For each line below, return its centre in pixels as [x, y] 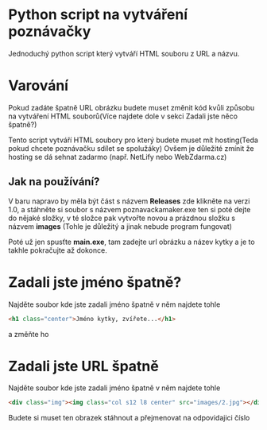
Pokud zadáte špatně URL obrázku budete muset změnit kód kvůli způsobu [132, 107]
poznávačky [50, 31]
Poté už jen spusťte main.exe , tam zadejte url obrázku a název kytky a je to [132, 242]
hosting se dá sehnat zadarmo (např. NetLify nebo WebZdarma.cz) [118, 157]
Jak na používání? [54, 182]
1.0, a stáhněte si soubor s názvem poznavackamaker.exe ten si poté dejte [130, 209]
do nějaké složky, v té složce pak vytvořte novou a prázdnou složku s [122, 218]
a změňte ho [29, 334]
